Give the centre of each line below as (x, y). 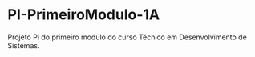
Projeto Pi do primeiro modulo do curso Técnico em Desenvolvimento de (127, 37)
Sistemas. (24, 45)
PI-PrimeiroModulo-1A (84, 15)
